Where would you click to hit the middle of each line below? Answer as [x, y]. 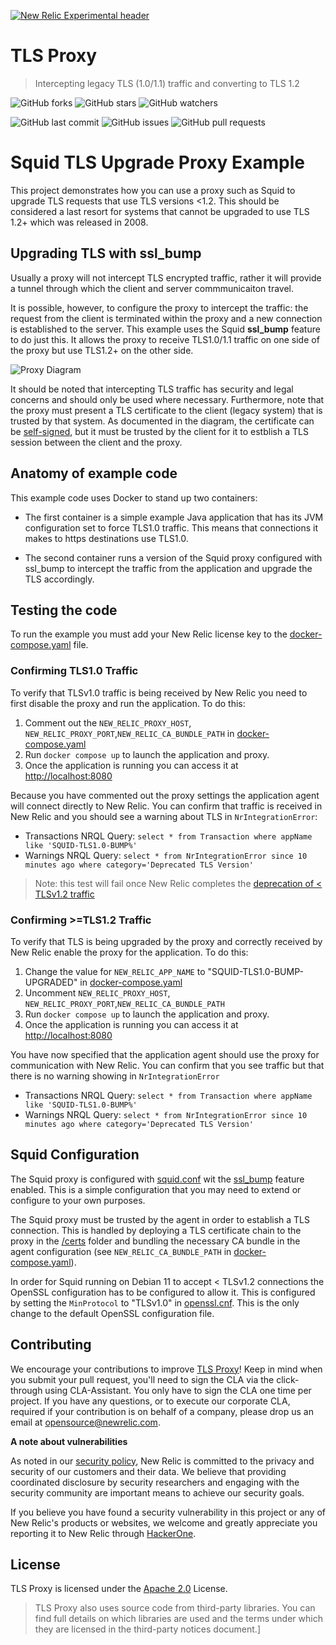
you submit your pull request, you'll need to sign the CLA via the [142, 1379]
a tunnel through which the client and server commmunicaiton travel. [152, 288]
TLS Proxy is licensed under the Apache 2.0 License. [119, 1589]
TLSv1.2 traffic [64, 894]
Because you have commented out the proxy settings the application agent [165, 795]
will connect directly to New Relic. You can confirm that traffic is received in [166, 806]
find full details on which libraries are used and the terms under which [178, 1619]
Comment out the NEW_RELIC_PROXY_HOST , [108, 722]
